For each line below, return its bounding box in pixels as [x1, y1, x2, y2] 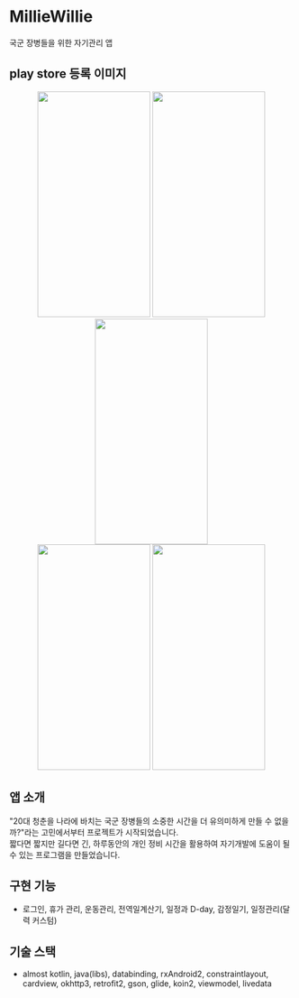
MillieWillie [9, 6, 93, 27]
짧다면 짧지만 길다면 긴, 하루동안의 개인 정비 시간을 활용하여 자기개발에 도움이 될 [9, 837, 291, 849]
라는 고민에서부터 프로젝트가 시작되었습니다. [23, 827, 179, 837]
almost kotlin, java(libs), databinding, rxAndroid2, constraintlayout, [22, 968, 269, 980]
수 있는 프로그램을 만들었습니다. [9, 849, 121, 860]
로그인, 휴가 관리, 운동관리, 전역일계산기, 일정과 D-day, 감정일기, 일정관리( [22, 904, 284, 915]
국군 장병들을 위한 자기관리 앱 [9, 37, 113, 48]
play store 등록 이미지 [9, 66, 127, 82]
